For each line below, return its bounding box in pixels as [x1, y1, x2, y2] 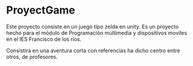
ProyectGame [6, 4, 76, 17]
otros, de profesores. [6, 53, 58, 60]
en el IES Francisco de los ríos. [6, 35, 82, 42]
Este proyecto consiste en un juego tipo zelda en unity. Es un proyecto [6, 23, 179, 30]
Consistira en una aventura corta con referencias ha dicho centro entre [6, 47, 180, 54]
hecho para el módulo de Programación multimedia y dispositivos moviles [6, 29, 188, 36]
